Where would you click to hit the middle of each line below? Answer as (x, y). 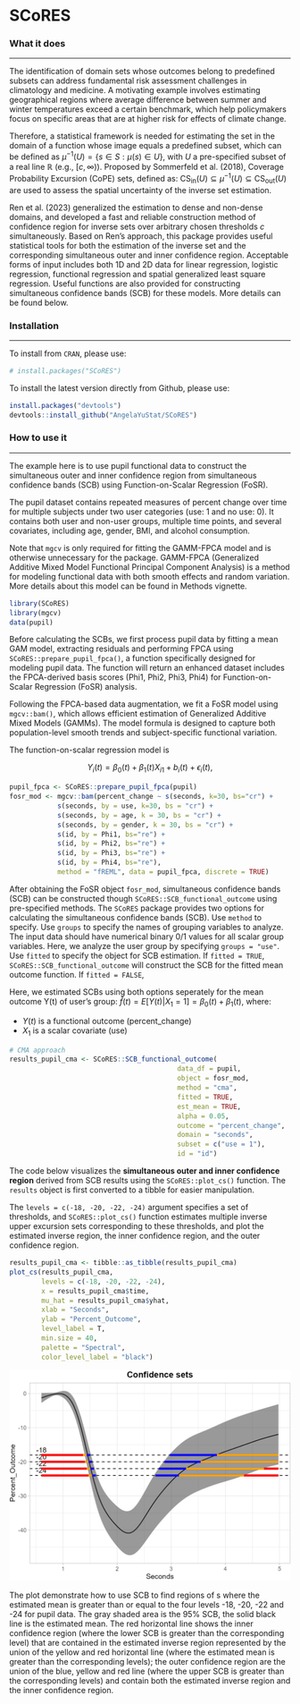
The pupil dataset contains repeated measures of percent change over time (148, 502)
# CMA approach (37, 1050)
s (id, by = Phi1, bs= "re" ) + (111, 834)
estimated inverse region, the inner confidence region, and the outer (135, 1236)
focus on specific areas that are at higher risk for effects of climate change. (148, 119)
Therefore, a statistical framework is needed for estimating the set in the (142, 136)
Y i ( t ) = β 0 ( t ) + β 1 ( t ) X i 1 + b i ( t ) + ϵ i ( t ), (150, 768)
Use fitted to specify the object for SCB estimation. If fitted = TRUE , (137, 955)
